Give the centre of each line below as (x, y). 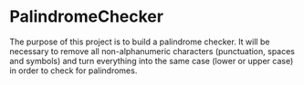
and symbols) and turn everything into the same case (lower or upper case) (152, 61)
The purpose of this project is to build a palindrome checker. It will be (140, 42)
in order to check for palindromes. (73, 71)
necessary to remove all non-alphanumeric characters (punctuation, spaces (152, 51)
